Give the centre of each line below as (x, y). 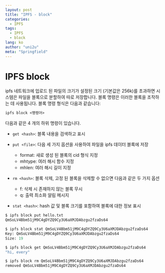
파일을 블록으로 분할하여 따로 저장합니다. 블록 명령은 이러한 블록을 (82, 97)
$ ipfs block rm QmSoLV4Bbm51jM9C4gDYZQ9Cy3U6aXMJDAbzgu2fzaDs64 (74, 261)
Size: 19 (14, 238)
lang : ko (14, 43)
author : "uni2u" (22, 47)
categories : (17, 19)
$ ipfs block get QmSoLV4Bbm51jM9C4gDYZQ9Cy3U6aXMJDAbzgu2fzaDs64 (76, 247)
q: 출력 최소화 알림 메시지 (44, 195)
